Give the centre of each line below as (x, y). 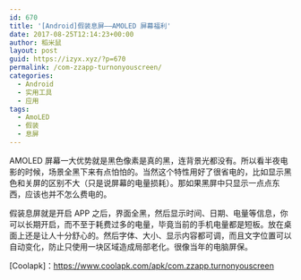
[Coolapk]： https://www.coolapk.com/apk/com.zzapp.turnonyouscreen (142, 266)
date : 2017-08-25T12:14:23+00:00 (72, 34)
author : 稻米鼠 (35, 42)
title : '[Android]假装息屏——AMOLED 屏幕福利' (90, 26)
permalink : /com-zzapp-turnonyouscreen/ (86, 68)
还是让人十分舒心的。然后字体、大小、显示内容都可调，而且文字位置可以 (158, 235)
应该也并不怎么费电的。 (68, 194)
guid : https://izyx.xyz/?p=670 (68, 59)
